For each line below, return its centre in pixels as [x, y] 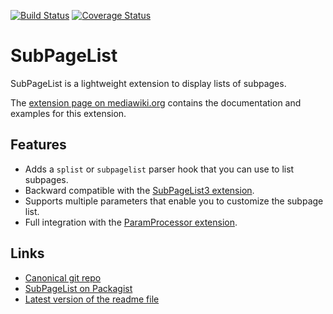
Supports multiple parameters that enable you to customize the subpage [174, 201]
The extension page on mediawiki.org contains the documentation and [156, 102]
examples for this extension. [68, 113]
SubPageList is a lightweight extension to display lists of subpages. [148, 83]
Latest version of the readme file [92, 299]
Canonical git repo [63, 277]
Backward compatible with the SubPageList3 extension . [139, 190]
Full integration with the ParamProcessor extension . [131, 222]
